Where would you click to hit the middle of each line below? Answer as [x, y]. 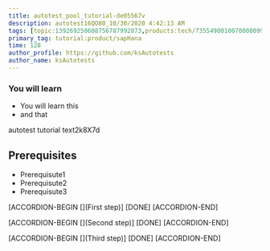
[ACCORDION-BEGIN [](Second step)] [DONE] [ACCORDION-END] [119, 222]
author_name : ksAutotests [51, 61]
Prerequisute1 [43, 174]
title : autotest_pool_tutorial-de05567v [77, 16]
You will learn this [49, 106]
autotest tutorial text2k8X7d [54, 130]
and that [34, 115]
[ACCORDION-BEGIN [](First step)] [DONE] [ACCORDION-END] [113, 207]
